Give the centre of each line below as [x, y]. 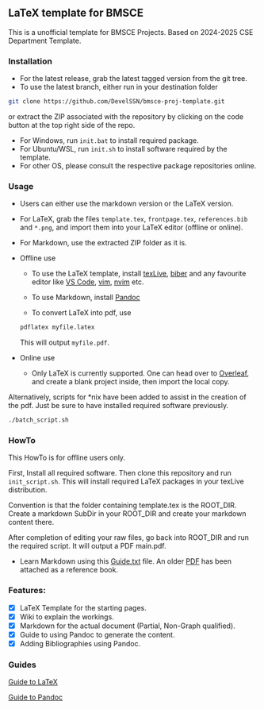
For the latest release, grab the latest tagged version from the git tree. [134, 79]
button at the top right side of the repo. [72, 125]
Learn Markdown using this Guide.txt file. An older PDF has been [126, 561]
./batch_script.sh [38, 420]
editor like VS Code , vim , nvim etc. [88, 282]
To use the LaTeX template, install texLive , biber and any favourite [139, 274]
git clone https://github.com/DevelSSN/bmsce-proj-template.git [117, 102]
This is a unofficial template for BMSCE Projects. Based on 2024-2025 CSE [131, 32]
